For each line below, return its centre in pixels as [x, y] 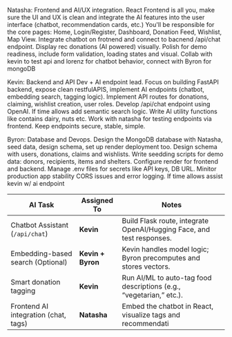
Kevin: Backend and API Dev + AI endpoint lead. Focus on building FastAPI [113, 82]
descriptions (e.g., [151, 286]
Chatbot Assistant [40, 225]
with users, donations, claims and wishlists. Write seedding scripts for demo [115, 154]
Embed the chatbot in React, [168, 306]
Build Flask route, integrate [165, 221]
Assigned [97, 201]
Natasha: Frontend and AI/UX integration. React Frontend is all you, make [111, 10]
